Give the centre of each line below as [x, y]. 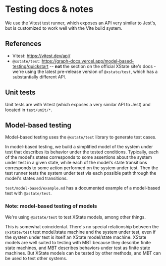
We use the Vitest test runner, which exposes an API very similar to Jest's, [81, 23]
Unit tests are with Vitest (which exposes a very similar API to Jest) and [78, 104]
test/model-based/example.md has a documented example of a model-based [83, 188]
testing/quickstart [30, 66]
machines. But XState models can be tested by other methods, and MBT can [83, 253]
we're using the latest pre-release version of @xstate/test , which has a [85, 71]
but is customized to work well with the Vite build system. [64, 28]
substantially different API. [39, 77]
